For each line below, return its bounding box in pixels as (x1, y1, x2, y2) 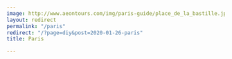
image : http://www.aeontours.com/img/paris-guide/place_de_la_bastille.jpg (6, 10, 230, 17)
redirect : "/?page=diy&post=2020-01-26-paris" (6, 29, 143, 36)
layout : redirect (6, 16, 57, 23)
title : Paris (6, 36, 44, 43)
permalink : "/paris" (6, 23, 66, 29)
